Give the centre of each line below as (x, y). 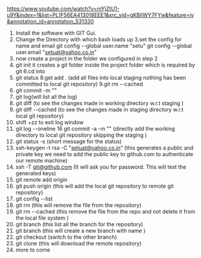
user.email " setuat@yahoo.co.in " (56, 52)
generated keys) (36, 173)
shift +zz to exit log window (49, 122)
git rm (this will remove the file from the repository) (78, 205)
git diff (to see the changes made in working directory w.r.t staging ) (99, 103)
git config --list (34, 199)
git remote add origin (41, 180)
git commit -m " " (36, 90)
